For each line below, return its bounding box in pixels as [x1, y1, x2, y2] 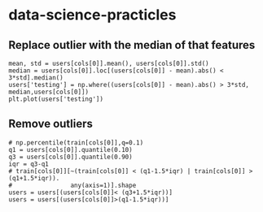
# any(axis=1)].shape [8, 181, 137, 189]
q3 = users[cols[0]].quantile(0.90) [8, 153, 133, 161]
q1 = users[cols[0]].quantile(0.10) [8, 145, 133, 154]
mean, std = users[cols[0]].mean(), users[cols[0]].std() [8, 59, 209, 67]
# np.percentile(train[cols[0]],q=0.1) [8, 138, 144, 147]
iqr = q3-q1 [8, 160, 49, 168]
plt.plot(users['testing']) [8, 95, 104, 103]
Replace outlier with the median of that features [8, 38, 256, 52]
